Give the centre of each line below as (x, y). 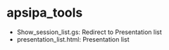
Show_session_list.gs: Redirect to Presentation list (89, 32)
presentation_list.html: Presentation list (73, 39)
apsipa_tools (45, 13)
